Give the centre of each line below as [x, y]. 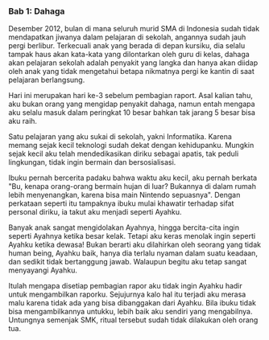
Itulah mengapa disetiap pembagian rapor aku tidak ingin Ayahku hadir [126, 286]
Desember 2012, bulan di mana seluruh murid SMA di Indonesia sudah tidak [134, 29]
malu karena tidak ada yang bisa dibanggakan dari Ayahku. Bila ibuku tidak [132, 303]
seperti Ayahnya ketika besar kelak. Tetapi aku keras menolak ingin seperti [132, 236]
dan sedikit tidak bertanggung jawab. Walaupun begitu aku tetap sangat [128, 262]
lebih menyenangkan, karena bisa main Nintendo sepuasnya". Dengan [124, 195]
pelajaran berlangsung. [47, 80]
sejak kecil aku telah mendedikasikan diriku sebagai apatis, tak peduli [124, 154]
